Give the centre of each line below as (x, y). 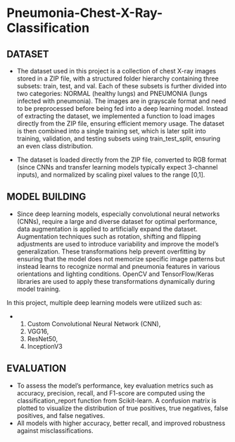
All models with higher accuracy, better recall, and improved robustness (121, 423)
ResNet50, (43, 339)
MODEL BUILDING (46, 197)
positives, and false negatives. (61, 415)
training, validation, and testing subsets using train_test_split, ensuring (119, 138)
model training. (39, 289)
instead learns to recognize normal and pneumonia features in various (118, 266)
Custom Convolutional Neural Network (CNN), (94, 323)
